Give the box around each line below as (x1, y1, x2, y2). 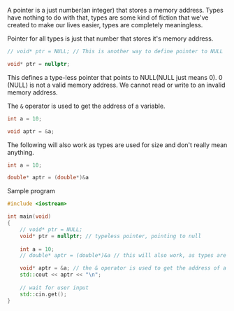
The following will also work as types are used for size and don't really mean (7, 140, 228, 149)
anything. (7, 148, 35, 156)
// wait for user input (20, 284, 89, 291)
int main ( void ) (7, 213, 52, 220)
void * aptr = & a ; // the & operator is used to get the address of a (20, 265, 227, 272)
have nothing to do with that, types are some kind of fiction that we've (7, 13, 209, 22)
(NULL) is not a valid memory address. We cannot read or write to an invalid (7, 81, 226, 89)
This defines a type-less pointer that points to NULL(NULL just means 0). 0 (7, 73, 223, 81)
